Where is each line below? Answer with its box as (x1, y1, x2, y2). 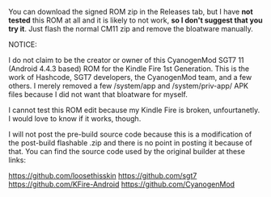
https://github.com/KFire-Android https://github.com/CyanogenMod (8, 179, 235, 189)
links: (8, 155, 27, 165)
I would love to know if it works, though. (8, 114, 142, 124)
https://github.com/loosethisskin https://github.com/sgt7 (8, 171, 197, 180)
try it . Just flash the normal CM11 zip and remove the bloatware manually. (8, 24, 253, 33)
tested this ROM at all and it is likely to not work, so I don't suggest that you (8, 15, 263, 25)
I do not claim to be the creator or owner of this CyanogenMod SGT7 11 (8, 56, 244, 65)
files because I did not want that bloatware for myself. (8, 90, 188, 99)
